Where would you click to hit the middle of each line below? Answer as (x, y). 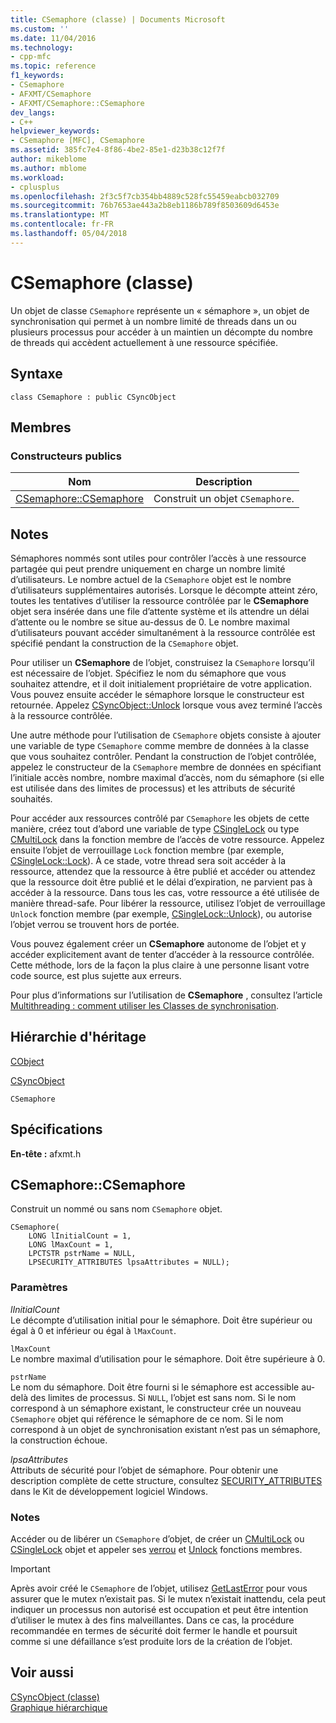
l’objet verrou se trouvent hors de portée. (95, 924)
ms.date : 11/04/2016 (53, 38)
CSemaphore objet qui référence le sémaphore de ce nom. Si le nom (147, 1418)
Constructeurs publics (66, 456)
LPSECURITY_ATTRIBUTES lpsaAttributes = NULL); (129, 1262)
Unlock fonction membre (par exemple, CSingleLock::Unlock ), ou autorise (161, 914)
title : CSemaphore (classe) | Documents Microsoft (118, 19)
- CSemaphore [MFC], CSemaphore (77, 141)
